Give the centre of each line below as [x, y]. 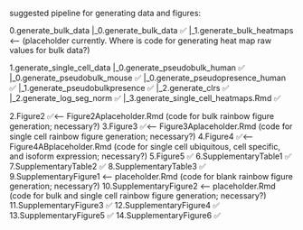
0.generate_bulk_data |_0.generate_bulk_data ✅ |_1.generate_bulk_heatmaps [151, 30]
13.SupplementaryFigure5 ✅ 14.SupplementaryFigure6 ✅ [115, 215]
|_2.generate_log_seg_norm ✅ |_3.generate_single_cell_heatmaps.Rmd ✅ [145, 98]
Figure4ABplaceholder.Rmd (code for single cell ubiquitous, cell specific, [145, 147]
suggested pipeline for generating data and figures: [105, 13]
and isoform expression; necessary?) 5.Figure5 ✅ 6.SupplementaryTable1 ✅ [151, 156]
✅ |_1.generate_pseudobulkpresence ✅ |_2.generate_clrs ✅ [119, 88]
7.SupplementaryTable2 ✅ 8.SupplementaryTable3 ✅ [108, 166]
